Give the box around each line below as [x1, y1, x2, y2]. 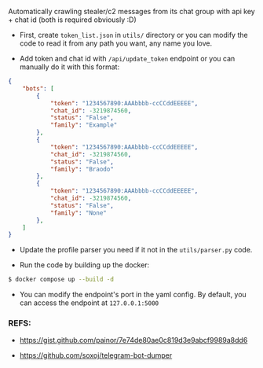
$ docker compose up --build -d [8, 275, 114, 284]
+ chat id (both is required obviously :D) [8, 15, 137, 24]
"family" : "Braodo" [49, 165, 114, 173]
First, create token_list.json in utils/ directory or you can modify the [19, 31, 249, 39]
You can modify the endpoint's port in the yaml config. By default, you [19, 290, 247, 300]
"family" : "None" [49, 208, 108, 217]
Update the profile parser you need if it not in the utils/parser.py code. [19, 245, 253, 255]
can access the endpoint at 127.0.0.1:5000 [19, 298, 159, 307]
